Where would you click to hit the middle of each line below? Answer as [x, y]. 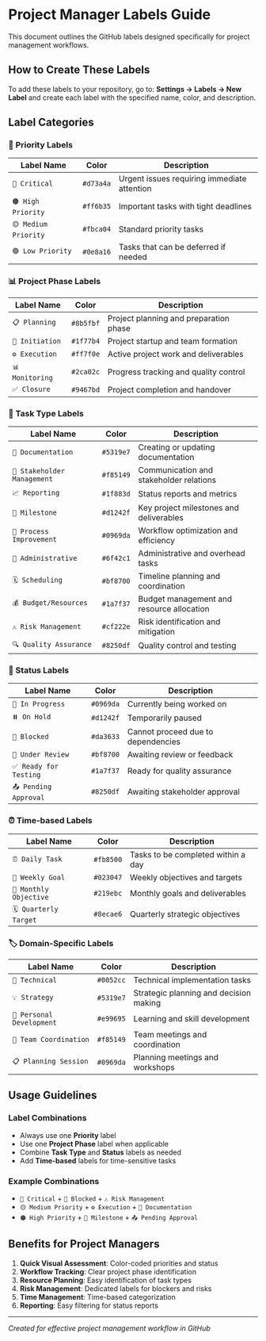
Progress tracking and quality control [176, 372]
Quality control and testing [187, 646]
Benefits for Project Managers [84, 1244]
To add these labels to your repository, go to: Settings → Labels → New [125, 89]
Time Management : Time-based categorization [98, 1297]
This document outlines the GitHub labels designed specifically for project [129, 36]
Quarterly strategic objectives [185, 914]
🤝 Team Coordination [51, 1039]
